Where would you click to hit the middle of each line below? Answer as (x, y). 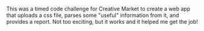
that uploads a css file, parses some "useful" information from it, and (93, 15)
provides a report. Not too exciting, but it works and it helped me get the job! (102, 22)
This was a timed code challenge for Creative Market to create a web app (98, 9)
